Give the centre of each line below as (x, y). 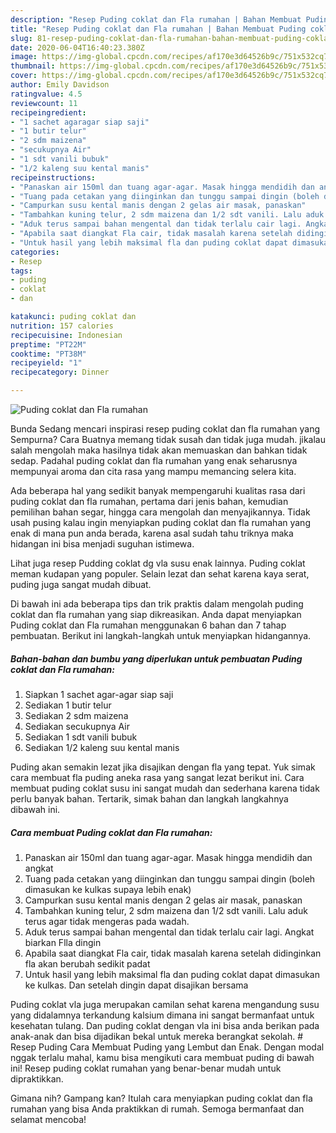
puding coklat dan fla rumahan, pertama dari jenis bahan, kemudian (149, 501)
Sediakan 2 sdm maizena (76, 715)
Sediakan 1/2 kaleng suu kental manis (102, 747)
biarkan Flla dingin (63, 942)
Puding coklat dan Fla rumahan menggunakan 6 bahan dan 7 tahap (148, 625)
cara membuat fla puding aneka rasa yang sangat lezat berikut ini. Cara (157, 777)
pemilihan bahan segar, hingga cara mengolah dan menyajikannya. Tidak (160, 512)
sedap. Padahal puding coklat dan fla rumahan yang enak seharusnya (154, 460)
